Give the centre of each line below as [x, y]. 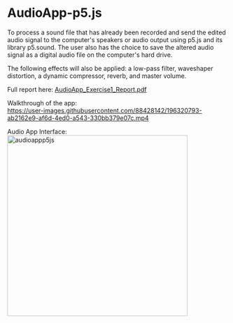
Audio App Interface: [37, 131]
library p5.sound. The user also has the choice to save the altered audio [111, 47]
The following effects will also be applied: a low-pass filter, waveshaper [110, 68]
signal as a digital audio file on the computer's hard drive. [90, 55]
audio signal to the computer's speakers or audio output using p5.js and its [115, 39]
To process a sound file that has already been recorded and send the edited [116, 32]
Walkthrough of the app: [42, 103]
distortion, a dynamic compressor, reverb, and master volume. [97, 76]
